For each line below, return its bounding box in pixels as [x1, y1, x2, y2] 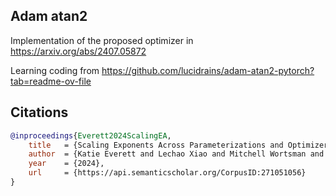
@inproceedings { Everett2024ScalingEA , [10, 130, 172, 141]
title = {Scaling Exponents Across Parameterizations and [28, 140, 284, 150]
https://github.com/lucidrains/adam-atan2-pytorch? [101, 64, 315, 76]
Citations [10, 104, 69, 121]
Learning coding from [10, 64, 100, 76]
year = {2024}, [28, 159, 105, 169]
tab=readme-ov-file [10, 75, 92, 87]
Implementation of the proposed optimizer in [10, 34, 194, 46]
